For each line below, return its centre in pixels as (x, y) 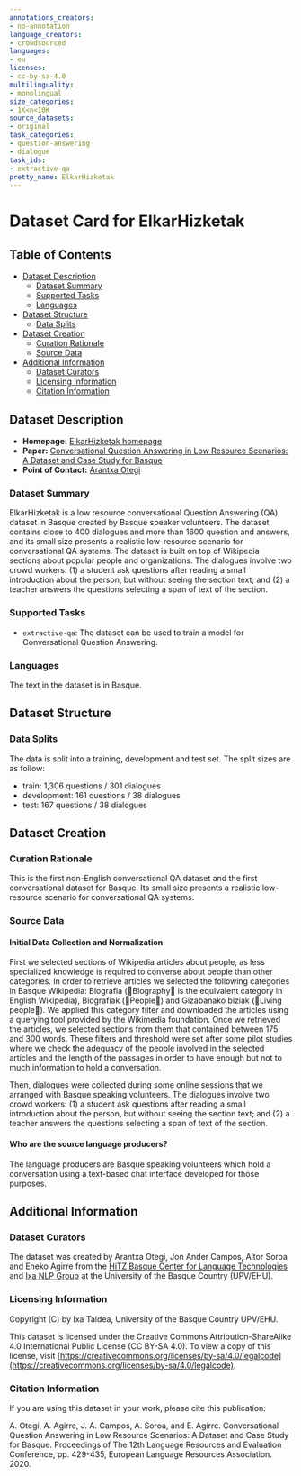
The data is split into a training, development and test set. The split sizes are (150, 759)
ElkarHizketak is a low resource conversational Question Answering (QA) (144, 513)
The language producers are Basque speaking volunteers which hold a (140, 1164)
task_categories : (42, 135)
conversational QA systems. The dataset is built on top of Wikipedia (135, 551)
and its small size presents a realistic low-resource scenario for (126, 542)
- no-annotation (40, 26)
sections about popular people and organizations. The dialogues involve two (150, 560)
